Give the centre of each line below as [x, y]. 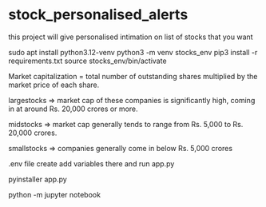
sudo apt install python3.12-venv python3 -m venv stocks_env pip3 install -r [133, 52]
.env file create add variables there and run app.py [91, 163]
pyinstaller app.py [38, 179]
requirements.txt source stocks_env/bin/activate [87, 61]
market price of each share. [54, 85]
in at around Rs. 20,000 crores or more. [73, 109]
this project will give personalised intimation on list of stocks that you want [131, 37]
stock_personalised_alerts [98, 15]
